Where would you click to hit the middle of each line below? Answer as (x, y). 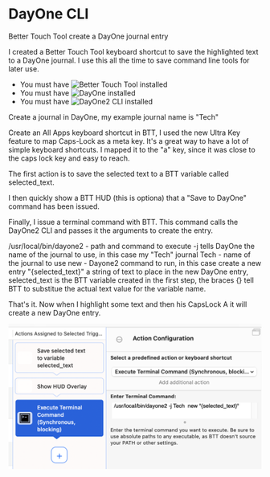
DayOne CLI (49, 14)
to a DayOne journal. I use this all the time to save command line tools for (129, 60)
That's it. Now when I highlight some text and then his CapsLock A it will (128, 304)
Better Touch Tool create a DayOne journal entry (88, 36)
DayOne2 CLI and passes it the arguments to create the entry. (110, 230)
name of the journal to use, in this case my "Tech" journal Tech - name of (130, 255)
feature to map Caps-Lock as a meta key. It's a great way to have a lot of (129, 141)
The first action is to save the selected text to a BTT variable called (119, 173)
